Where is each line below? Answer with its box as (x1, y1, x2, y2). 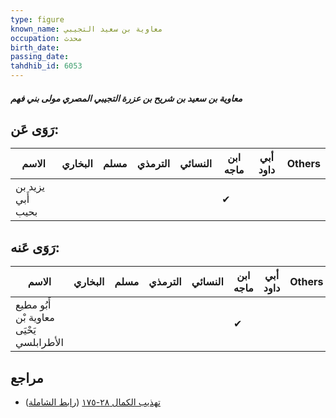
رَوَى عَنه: (10, 239, 60, 256)
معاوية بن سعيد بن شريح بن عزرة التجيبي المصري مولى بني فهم (10, 92, 243, 104)
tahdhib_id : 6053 (10, 61, 83, 71)
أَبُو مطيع (15, 298, 52, 312)
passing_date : (10, 52, 70, 62)
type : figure (10, 14, 65, 25)
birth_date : (10, 42, 60, 53)
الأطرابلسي (15, 336, 64, 350)
